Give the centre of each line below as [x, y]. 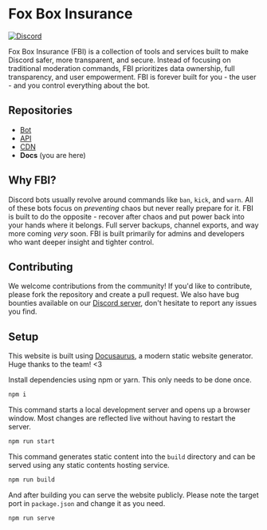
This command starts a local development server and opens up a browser [130, 410]
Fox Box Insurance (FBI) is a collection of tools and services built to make [128, 51]
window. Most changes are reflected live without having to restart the [122, 418]
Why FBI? [32, 180]
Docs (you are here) [53, 155]
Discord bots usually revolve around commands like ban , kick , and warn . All [131, 200]
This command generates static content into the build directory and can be [132, 457]
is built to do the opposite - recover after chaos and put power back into [126, 216]
